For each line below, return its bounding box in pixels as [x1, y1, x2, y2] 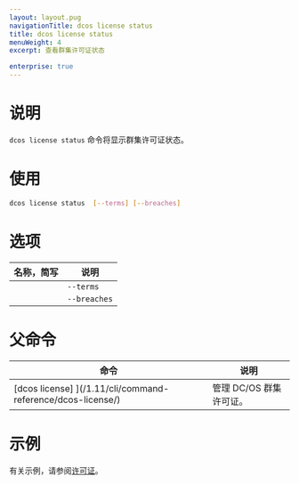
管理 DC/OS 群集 [212, 382, 282, 394]
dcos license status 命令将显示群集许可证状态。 [9, 134, 189, 145]
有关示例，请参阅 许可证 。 [9, 464, 103, 476]
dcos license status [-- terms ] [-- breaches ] [9, 198, 181, 207]
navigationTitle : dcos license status [9, 21, 153, 30]
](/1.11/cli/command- [75, 382, 169, 394]
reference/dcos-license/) [13, 393, 121, 406]
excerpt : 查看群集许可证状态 [9, 46, 105, 55]
